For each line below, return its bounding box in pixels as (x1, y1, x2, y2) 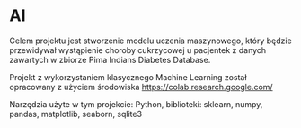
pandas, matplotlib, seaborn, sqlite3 (9, 108, 142, 119)
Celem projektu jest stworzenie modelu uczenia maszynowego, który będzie (9, 35, 292, 46)
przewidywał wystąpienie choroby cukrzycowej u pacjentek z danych (9, 44, 267, 55)
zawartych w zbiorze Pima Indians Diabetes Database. (9, 54, 211, 65)
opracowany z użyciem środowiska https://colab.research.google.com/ (9, 81, 273, 92)
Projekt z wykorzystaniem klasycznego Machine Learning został (9, 71, 247, 82)
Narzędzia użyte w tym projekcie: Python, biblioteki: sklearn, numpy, (9, 98, 263, 109)
